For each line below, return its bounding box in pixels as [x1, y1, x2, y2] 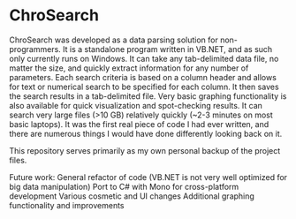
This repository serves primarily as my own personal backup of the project [9, 145, 281, 155]
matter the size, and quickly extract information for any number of [9, 63, 249, 73]
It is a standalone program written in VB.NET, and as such [63, 43, 273, 54]
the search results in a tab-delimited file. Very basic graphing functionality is [9, 90, 287, 102]
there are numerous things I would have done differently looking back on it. [9, 128, 283, 139]
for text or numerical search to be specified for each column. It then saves [9, 81, 280, 92]
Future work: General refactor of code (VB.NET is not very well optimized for [9, 171, 288, 182]
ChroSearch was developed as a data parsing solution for [9, 34, 218, 45]
